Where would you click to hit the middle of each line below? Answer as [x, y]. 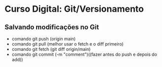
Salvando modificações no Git [52, 27]
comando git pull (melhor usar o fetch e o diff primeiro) [68, 44]
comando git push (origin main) [44, 39]
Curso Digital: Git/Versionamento [74, 9]
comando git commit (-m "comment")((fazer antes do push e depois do [84, 54]
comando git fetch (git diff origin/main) [51, 49]
